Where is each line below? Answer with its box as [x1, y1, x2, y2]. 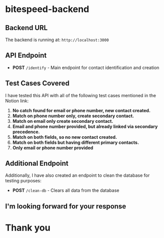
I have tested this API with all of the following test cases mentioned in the [5, 92, 156, 98]
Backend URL [5, 24, 48, 32]
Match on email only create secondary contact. [12, 118, 114, 124]
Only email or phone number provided [12, 144, 94, 151]
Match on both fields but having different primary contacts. [12, 139, 139, 145]
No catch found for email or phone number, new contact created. [12, 107, 151, 113]
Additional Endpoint [5, 159, 69, 168]
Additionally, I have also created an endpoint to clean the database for [5, 172, 150, 178]
